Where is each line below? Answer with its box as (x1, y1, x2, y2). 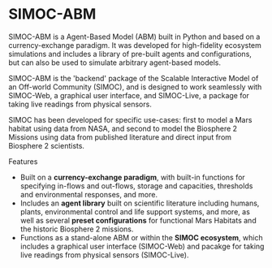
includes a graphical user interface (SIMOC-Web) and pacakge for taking (19, 241, 265, 251)
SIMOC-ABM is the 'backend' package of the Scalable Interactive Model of (8, 73, 259, 83)
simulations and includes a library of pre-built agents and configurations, (8, 49, 252, 58)
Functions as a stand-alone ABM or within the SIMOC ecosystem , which (19, 232, 263, 242)
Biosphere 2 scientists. (8, 140, 85, 150)
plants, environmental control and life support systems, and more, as (19, 206, 250, 216)
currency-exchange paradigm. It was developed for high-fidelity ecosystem (8, 40, 262, 50)
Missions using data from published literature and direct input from (8, 132, 232, 142)
